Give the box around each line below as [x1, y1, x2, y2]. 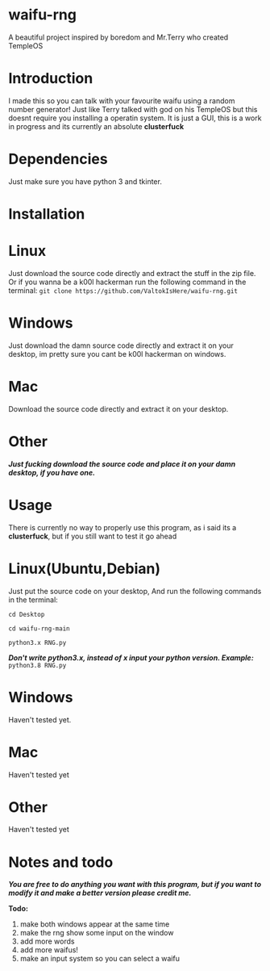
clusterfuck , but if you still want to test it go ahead [8, 531, 177, 541]
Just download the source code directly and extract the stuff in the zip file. [8, 268, 256, 278]
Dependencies [8, 150, 108, 169]
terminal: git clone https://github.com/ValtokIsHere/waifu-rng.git [8, 285, 238, 295]
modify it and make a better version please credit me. [8, 888, 192, 898]
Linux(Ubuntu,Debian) [8, 559, 161, 578]
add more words [19, 936, 75, 946]
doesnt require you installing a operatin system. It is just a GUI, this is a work [8, 113, 262, 123]
